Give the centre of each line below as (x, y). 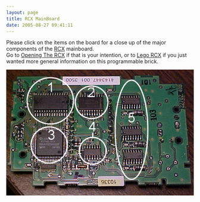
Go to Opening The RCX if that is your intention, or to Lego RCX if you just (97, 55)
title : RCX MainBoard (33, 19)
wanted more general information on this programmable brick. (82, 62)
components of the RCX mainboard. (50, 49)
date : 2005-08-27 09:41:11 (40, 25)
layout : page (22, 12)
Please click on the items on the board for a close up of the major (86, 43)
